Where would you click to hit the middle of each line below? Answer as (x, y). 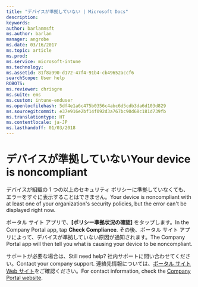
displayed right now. (31, 210)
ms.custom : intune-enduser (40, 100)
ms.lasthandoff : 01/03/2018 (41, 128)
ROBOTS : (16, 84)
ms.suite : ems (24, 95)
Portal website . (24, 277)
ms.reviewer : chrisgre (34, 89)
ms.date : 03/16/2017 (32, 45)
